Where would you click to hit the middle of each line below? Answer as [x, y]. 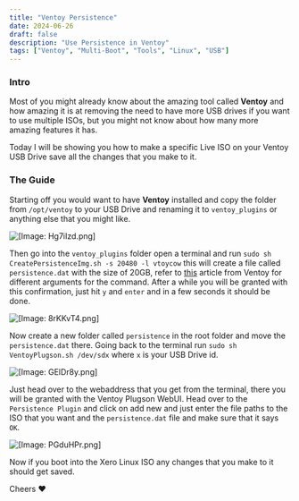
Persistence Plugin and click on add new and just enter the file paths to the [149, 408]
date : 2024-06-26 [42, 26]
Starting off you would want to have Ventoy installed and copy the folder [143, 200]
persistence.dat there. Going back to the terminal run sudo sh [123, 344]
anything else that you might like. [70, 218]
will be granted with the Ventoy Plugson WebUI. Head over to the [129, 398]
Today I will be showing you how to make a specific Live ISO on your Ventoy [149, 148]
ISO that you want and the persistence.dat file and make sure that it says [144, 418]
